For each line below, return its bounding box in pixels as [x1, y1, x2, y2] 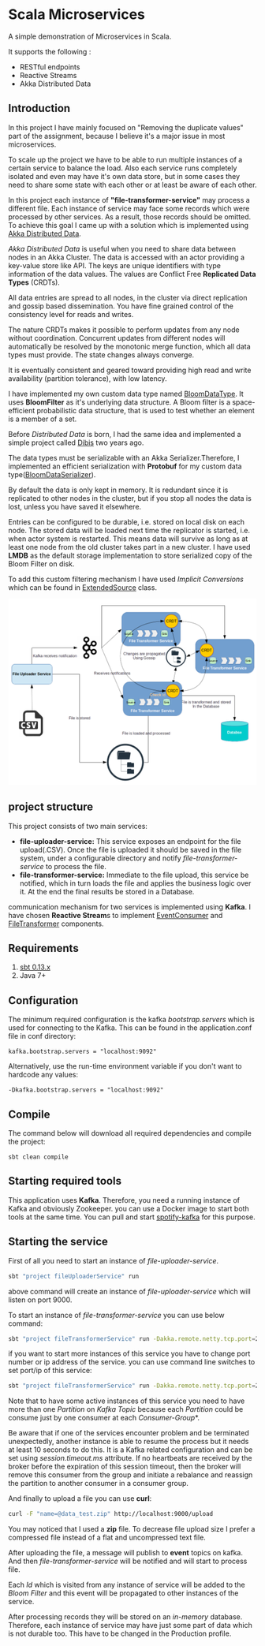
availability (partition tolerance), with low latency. [8, 373, 167, 383]
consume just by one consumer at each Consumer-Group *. [8, 1413, 200, 1423]
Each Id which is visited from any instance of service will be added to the [8, 1580, 246, 1590]
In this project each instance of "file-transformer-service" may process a [8, 195, 250, 204]
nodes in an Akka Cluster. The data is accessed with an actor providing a [8, 252, 245, 262]
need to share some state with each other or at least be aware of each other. [8, 180, 257, 189]
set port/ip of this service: [8, 1366, 92, 1375]
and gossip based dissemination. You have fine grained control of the [8, 301, 234, 311]
